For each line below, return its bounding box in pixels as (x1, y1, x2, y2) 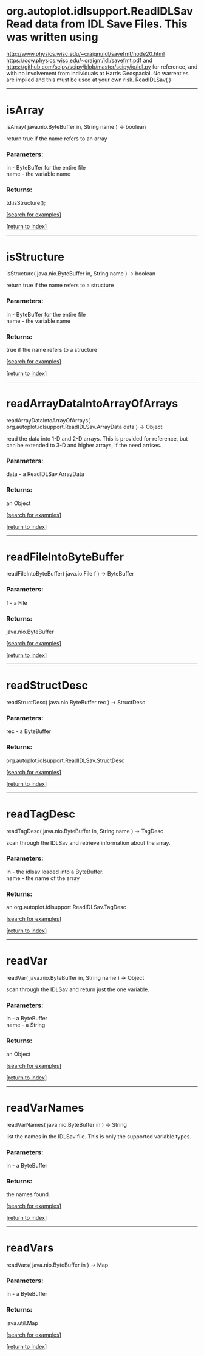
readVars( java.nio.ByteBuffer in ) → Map (6, 1261, 109, 1268)
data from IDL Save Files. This (35, 17, 188, 31)
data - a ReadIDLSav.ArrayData (6, 470, 84, 478)
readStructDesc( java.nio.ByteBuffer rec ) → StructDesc (6, 699, 146, 706)
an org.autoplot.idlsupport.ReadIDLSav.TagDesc (6, 904, 126, 911)
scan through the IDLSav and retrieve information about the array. (6, 839, 171, 846)
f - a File (6, 599, 27, 606)
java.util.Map (6, 1319, 38, 1326)
